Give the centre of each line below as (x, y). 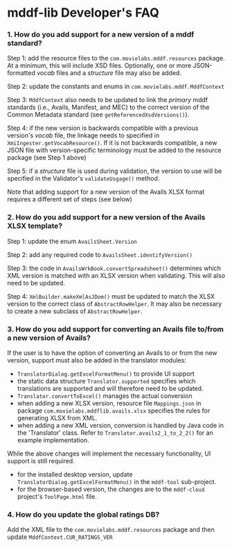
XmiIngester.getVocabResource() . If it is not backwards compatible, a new (112, 143)
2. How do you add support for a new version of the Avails (106, 217)
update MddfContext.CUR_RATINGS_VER (60, 537)
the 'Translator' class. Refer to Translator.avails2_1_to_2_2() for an (115, 433)
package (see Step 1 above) (47, 158)
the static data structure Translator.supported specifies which (106, 381)
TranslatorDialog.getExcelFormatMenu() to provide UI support (106, 374)
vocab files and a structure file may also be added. (109, 73)
